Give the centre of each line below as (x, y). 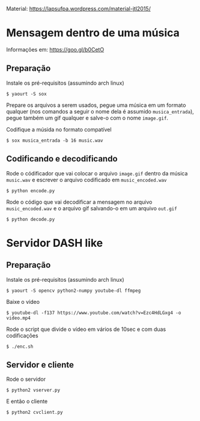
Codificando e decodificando (62, 159)
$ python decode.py (31, 219)
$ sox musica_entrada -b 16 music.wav (55, 141)
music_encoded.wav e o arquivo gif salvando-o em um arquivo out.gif (92, 208)
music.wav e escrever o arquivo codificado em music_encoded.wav (86, 180)
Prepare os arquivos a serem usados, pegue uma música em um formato (96, 105)
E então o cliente (27, 401)
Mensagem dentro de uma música (93, 33)
